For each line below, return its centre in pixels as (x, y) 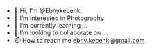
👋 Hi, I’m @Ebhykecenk (47, 11)
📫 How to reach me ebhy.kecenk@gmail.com (79, 40)
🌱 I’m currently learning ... (51, 25)
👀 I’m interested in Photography (59, 18)
